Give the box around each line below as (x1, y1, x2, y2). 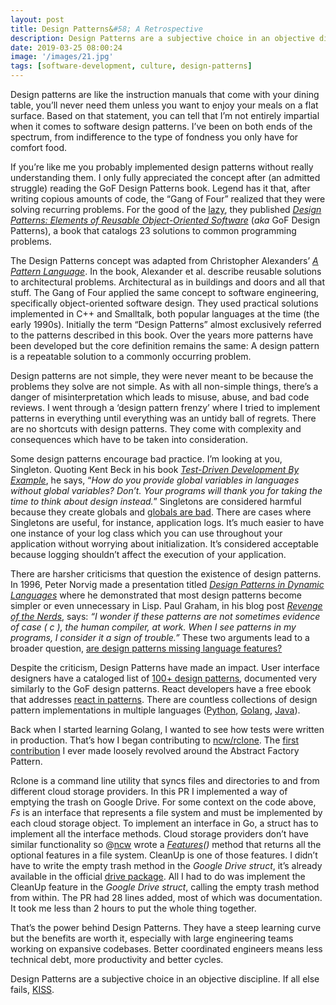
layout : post (10, 14, 65, 25)
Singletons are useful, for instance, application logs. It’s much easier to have (10, 517, 325, 528)
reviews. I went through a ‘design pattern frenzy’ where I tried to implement (10, 402, 321, 413)
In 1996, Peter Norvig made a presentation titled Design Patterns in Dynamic (10, 579, 325, 590)
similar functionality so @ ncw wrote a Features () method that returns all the (10, 839, 322, 850)
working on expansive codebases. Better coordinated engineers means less (10, 943, 323, 955)
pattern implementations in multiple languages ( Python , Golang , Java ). (10, 704, 301, 716)
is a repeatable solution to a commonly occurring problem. (10, 351, 252, 362)
